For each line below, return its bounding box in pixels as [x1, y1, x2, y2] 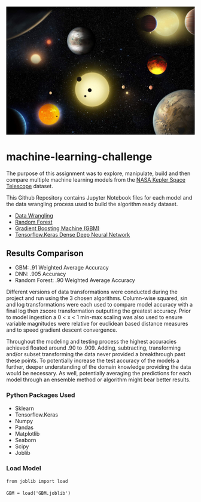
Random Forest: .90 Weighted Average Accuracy [14, 277, 136, 284]
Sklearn [14, 405, 34, 412]
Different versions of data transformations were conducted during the [6, 288, 178, 296]
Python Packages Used [6, 391, 75, 399]
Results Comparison [6, 248, 84, 258]
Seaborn [14, 436, 36, 443]
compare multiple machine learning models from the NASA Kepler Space [6, 176, 185, 183]
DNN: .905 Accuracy [14, 270, 66, 278]
